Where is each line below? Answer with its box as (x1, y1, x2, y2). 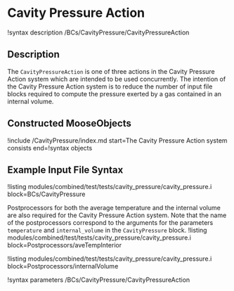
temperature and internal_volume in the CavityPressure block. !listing (7, 226, 207, 235)
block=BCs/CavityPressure (7, 190, 86, 198)
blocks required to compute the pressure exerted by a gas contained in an (7, 89, 222, 98)
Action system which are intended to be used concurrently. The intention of (7, 75, 226, 83)
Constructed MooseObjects (7, 117, 131, 129)
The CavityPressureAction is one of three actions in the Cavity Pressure (7, 67, 216, 75)
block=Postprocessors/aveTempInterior (7, 241, 122, 250)
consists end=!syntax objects (7, 143, 93, 152)
